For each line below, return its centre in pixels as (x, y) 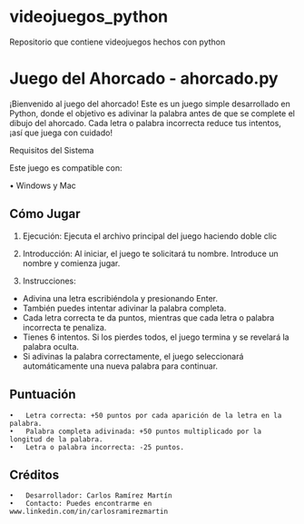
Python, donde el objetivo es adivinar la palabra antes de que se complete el (152, 113)
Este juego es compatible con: (66, 168)
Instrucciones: (49, 281)
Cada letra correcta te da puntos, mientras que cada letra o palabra (148, 317)
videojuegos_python (89, 17)
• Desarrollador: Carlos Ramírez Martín (91, 496)
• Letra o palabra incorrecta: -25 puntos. (97, 447)
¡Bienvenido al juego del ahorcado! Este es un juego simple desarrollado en (150, 104)
